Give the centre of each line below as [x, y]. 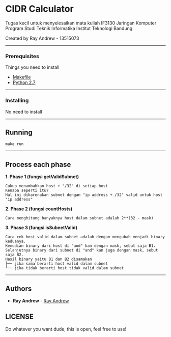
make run [15, 144]
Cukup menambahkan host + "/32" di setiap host [57, 186]
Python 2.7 [24, 82]
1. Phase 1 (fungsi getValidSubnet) [42, 177]
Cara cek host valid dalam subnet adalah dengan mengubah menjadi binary [85, 237]
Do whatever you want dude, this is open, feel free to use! [66, 329]
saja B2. [15, 255]
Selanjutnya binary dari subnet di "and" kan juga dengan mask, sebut [82, 250]
